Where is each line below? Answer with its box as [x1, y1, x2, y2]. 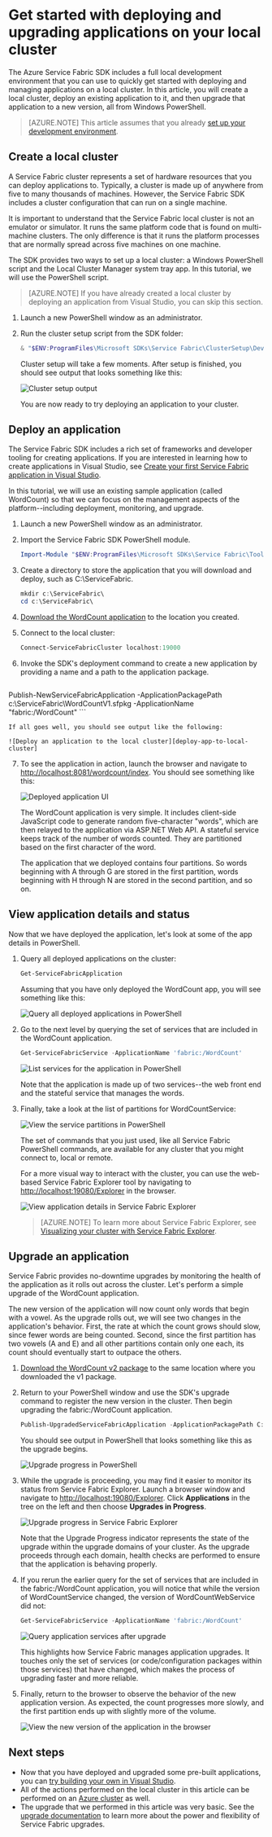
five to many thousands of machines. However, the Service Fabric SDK [8, 189, 245, 199]
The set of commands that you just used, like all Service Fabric [19, 1135, 231, 1145]
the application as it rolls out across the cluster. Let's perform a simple [8, 1280, 244, 1290]
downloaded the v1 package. [19, 1372, 117, 1382]
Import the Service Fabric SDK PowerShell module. [19, 535, 191, 545]
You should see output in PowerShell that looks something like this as [19, 1435, 253, 1445]
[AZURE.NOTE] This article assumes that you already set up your [28, 117, 246, 127]
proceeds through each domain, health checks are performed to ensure [19, 1550, 261, 1561]
